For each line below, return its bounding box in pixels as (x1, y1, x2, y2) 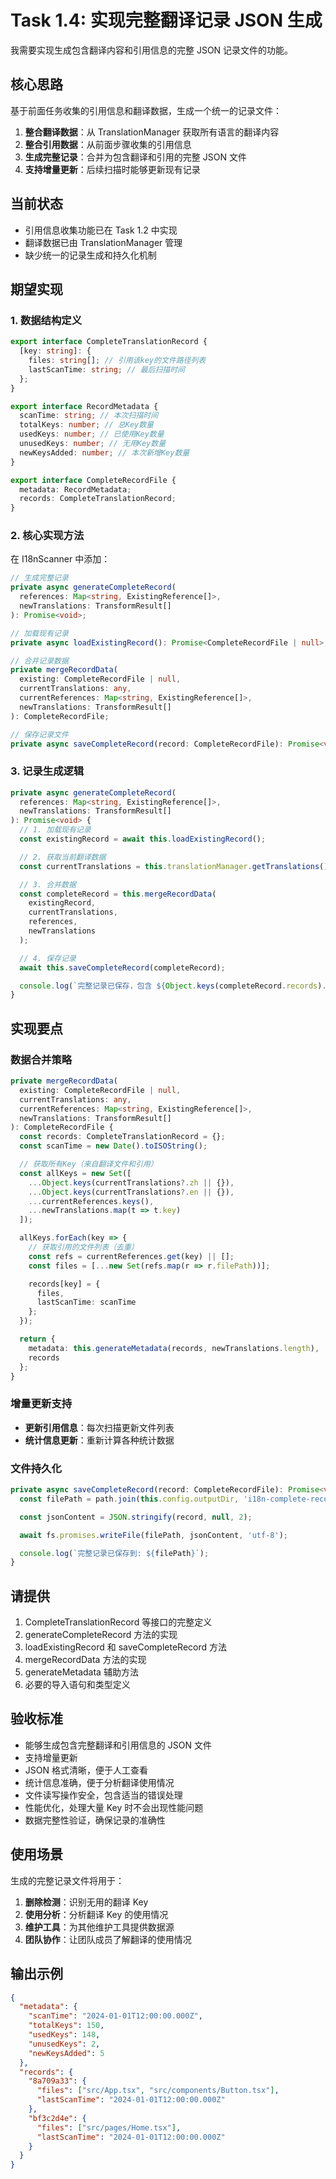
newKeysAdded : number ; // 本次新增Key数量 (19, 447, 190, 458)
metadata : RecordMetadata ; (19, 484, 132, 495)
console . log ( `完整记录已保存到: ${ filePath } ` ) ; (19, 1548, 210, 1558)
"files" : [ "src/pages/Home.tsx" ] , (36, 2122, 182, 2133)
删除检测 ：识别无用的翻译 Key (24, 1896, 149, 1908)
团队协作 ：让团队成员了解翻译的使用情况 (24, 1933, 192, 1945)
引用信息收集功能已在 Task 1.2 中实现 (24, 224, 178, 236)
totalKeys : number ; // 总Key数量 (19, 420, 155, 430)
